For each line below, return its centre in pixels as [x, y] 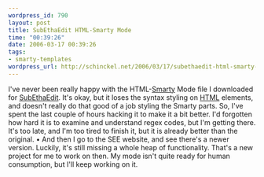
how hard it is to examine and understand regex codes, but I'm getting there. [132, 122]
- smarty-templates [40, 60]
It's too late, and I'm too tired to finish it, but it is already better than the [123, 131]
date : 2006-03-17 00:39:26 [52, 45]
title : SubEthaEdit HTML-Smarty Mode [70, 30]
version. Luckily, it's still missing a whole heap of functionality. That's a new [131, 147]
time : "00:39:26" [37, 37]
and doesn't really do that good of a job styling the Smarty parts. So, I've [126, 105]
